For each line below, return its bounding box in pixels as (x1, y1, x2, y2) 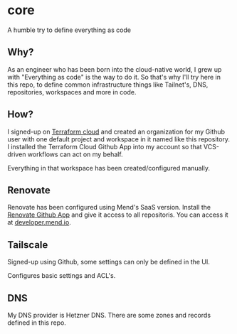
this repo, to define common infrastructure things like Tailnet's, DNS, (7, 80, 209, 89)
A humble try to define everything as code (7, 26, 132, 34)
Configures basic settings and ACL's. (7, 271, 116, 280)
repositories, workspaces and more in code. (7, 87, 137, 96)
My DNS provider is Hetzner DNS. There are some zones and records (7, 311, 211, 319)
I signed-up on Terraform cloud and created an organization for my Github (7, 127, 226, 136)
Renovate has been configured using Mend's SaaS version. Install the (7, 203, 211, 212)
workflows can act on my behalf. (27, 150, 123, 158)
